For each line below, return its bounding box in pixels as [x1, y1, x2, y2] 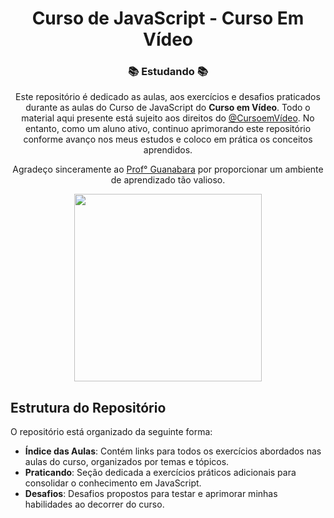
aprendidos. [143, 144, 193, 156]
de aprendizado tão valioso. [110, 174, 226, 186]
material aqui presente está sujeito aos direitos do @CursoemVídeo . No [21, 112, 315, 124]
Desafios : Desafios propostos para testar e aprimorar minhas [24, 488, 278, 500]
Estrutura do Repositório [10, 399, 167, 416]
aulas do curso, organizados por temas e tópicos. [24, 456, 230, 468]
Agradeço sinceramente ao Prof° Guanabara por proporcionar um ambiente [12, 163, 324, 176]
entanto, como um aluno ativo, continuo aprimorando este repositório [24, 123, 312, 135]
